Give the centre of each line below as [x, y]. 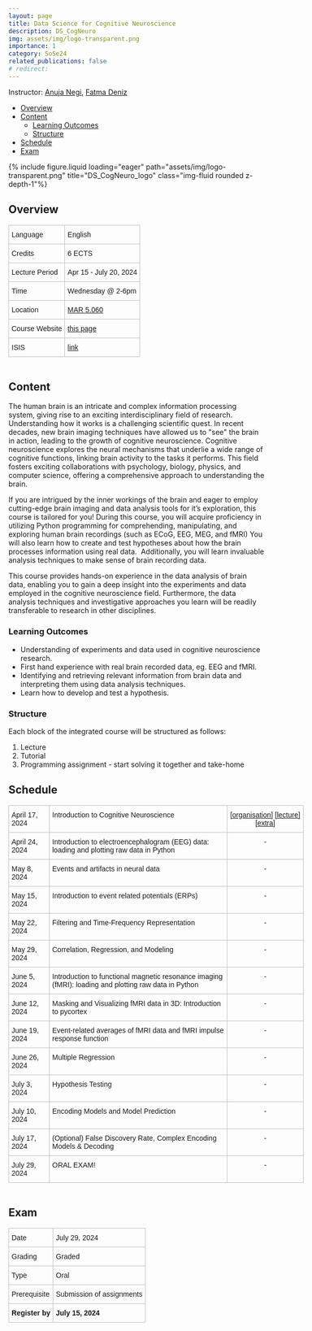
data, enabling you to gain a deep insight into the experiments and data [127, 585]
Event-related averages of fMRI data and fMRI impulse [138, 1030]
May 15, [24, 896]
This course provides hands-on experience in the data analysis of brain [128, 576]
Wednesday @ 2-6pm [102, 291]
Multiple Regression [84, 1057]
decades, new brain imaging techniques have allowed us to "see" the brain [134, 433]
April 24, [25, 842]
